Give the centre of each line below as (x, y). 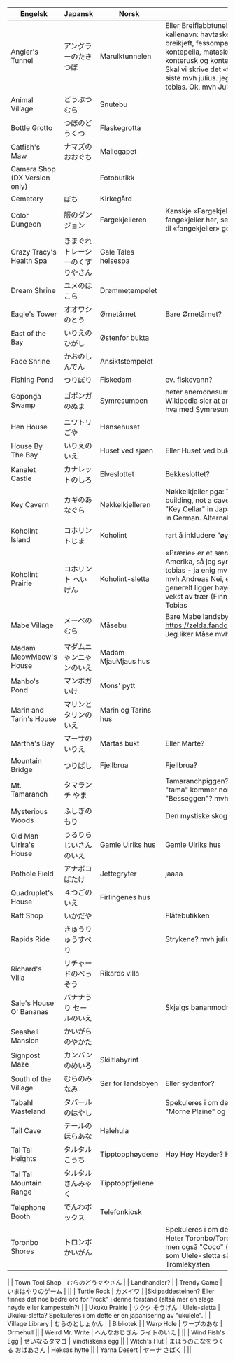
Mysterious (29, 812)
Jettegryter (118, 874)
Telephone (28, 1207)
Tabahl (22, 1103)
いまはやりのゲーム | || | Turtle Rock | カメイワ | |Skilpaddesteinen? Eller (111, 1291)
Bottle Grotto (32, 128)
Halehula (114, 1131)
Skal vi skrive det (193, 69)
